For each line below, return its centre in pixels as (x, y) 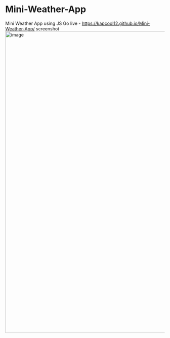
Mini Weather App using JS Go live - (43, 23)
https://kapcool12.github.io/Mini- (116, 23)
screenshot (48, 28)
